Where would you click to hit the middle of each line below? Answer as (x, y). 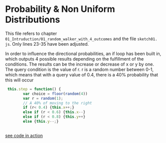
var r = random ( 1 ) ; (43, 98)
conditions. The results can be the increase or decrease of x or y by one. (80, 64)
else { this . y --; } (41, 122)
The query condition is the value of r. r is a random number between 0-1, (80, 69)
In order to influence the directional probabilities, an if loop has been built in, (83, 54)
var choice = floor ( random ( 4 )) (55, 94)
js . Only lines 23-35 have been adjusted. (47, 44)
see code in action (24, 136)
